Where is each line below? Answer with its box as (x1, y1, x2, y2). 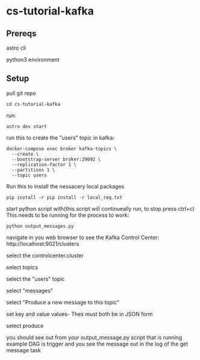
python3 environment (6, 56, 60, 63)
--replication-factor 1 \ (11, 161, 77, 167)
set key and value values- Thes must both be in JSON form (6, 310, 153, 318)
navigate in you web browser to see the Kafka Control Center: (6, 234, 160, 241)
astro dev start (6, 123, 47, 129)
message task (6, 346, 41, 354)
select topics (6, 263, 38, 271)
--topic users (11, 172, 47, 178)
